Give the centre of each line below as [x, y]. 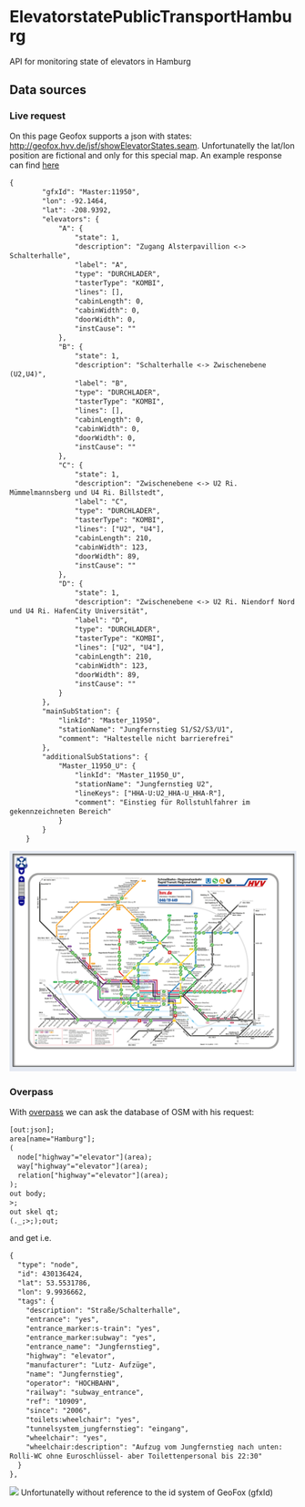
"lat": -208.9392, [77, 210]
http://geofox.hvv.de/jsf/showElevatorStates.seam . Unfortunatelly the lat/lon [152, 145]
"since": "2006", [59, 1410]
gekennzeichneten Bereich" [61, 811]
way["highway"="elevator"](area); [83, 1166]
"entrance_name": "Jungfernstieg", [93, 1347]
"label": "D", [101, 620]
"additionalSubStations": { [95, 757]
